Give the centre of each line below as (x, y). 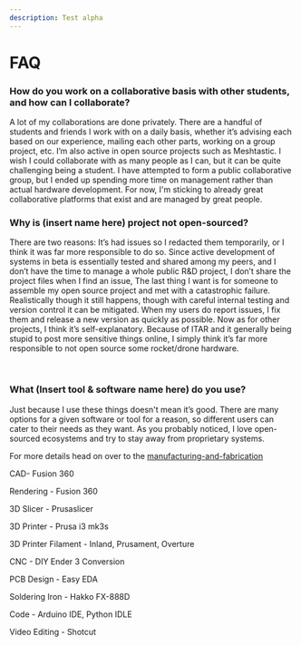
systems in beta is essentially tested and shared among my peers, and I (143, 262)
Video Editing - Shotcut (53, 631)
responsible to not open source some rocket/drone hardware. (124, 348)
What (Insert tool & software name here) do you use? (128, 389)
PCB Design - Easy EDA (53, 579)
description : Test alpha (56, 18)
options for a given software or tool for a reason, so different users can (142, 419)
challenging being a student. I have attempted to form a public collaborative (150, 171)
